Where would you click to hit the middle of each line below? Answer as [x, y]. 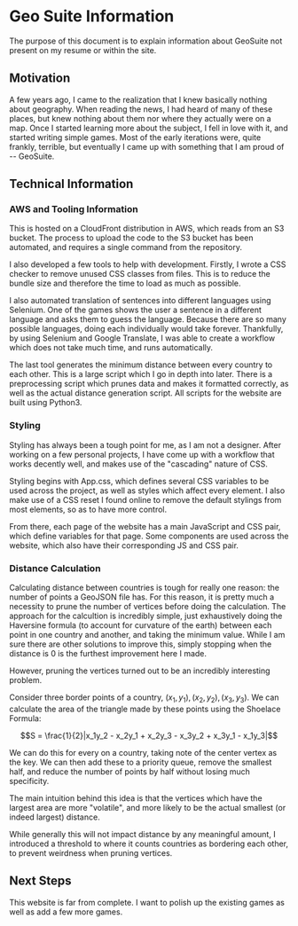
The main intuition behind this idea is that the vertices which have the [136, 798]
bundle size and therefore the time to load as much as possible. [125, 283]
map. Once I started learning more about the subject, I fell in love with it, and [149, 128]
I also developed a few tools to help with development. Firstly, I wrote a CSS [148, 264]
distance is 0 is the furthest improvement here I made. [108, 654]
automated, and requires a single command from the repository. [125, 247]
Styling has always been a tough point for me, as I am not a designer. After [145, 444]
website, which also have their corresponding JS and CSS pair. [124, 545]
